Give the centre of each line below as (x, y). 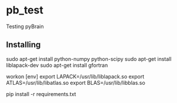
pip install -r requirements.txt (41, 94)
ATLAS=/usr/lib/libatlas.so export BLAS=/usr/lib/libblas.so (76, 83)
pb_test (25, 10)
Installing (23, 45)
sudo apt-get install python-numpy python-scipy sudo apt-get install (89, 59)
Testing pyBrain (25, 26)
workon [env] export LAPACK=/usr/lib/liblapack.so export (75, 76)
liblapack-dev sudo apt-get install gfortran (57, 65)
